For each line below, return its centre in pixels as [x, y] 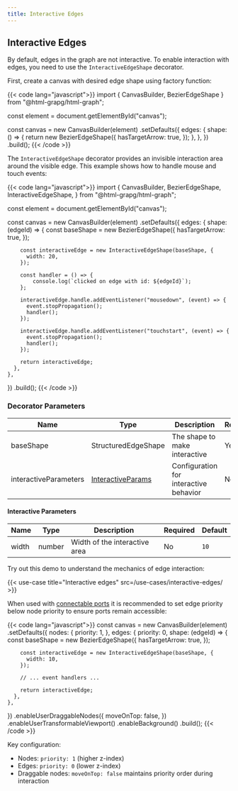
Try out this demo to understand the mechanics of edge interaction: [106, 568]
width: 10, [42, 659]
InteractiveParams [121, 479]
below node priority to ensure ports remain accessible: [87, 611]
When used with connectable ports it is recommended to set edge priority [115, 603]
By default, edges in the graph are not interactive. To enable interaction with [118, 60]
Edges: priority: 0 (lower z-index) [69, 765]
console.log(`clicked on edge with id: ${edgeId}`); [112, 282]
